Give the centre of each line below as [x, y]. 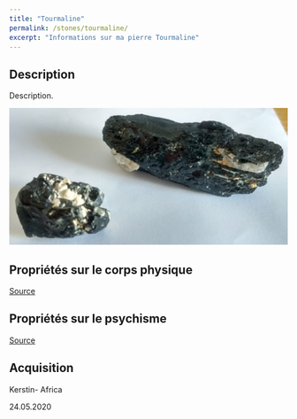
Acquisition [42, 368]
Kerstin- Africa [36, 389]
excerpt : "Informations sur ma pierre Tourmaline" [104, 37]
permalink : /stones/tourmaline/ [69, 28]
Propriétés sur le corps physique [101, 270]
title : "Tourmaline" [47, 19]
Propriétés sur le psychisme [88, 319]
